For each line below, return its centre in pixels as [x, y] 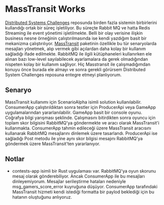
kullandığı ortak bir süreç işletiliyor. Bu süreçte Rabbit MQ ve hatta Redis [78, 27]
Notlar [15, 159]
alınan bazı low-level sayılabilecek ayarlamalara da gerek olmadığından [77, 59]
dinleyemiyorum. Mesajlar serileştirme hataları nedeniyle [69, 181]
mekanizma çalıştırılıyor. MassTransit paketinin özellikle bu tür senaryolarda [81, 43]
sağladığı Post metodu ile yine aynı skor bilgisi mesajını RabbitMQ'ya [74, 138]
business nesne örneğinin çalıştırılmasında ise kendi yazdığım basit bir [76, 38]
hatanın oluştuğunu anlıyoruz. [42, 197]
